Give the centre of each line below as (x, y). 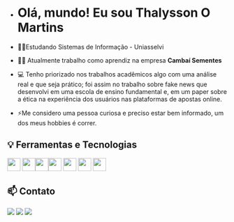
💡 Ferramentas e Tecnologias (72, 145)
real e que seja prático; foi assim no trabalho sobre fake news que (112, 84)
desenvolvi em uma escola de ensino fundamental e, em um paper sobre (122, 91)
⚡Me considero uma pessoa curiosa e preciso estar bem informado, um (120, 113)
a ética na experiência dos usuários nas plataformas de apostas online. (119, 99)
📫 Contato (31, 192)
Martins (41, 27)
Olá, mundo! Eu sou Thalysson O (114, 13)
